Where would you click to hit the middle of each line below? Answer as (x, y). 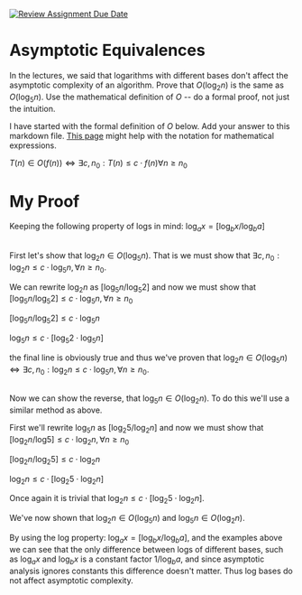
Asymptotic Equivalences (107, 51)
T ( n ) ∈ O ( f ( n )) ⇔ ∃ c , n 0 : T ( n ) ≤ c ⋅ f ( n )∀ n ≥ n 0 (98, 164)
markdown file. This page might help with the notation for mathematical (142, 135)
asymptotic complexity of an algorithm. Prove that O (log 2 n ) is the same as (146, 86)
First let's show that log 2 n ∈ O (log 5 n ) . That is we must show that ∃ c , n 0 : (144, 256)
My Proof (45, 201)
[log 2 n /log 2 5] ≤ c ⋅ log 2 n (55, 460)
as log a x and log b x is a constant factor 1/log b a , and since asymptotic (137, 560)
